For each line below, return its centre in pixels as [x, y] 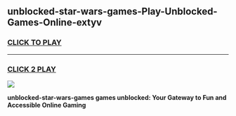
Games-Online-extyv [55, 23]
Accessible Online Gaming [47, 105]
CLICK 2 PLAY [32, 69]
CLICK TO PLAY [34, 43]
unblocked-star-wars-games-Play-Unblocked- [112, 12]
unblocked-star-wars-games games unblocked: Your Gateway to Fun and [117, 97]
